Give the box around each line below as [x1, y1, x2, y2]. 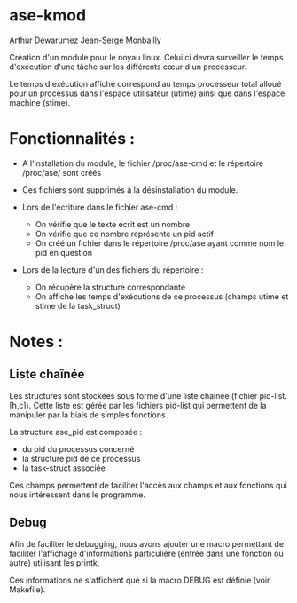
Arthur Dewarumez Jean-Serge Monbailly [9, 35, 161, 45]
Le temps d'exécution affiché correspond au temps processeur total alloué [9, 78, 282, 89]
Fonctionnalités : [9, 129, 136, 149]
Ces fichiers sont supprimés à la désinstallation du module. [21, 184, 238, 195]
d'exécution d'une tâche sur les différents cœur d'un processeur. [9, 61, 247, 72]
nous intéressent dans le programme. [9, 489, 146, 500]
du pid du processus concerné [21, 443, 135, 454]
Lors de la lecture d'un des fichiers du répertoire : [21, 264, 204, 275]
